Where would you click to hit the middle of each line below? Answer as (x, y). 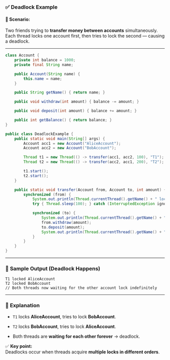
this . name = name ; (43, 79)
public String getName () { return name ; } (60, 92)
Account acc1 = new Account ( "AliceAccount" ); (72, 143)
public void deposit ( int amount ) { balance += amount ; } (76, 111)
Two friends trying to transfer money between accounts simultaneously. (81, 30)
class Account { (22, 55)
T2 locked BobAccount (28, 284)
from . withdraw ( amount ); (67, 222)
